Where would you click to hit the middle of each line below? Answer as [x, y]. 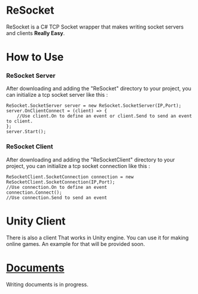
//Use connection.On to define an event [57, 187]
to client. [20, 121]
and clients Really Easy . [36, 33]
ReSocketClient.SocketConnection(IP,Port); [61, 182]
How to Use [35, 57]
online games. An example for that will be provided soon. [76, 244]
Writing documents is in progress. [47, 284]
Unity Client [36, 221]
